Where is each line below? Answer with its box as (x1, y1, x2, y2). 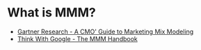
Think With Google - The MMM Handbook (17, 34, 138, 42)
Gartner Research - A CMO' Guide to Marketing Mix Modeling (17, 27, 194, 36)
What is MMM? (7, 5, 96, 21)
